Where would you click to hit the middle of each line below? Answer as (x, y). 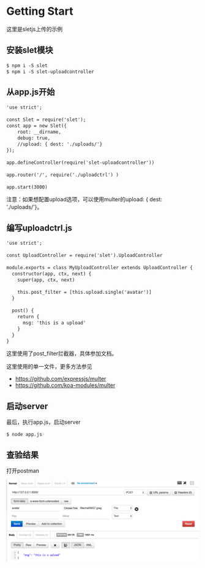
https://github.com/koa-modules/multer (65, 385)
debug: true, (34, 138)
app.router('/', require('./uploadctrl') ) (63, 175)
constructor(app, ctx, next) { (52, 274)
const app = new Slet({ (37, 126)
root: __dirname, (39, 132)
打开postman (23, 471)
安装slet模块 (30, 50)
